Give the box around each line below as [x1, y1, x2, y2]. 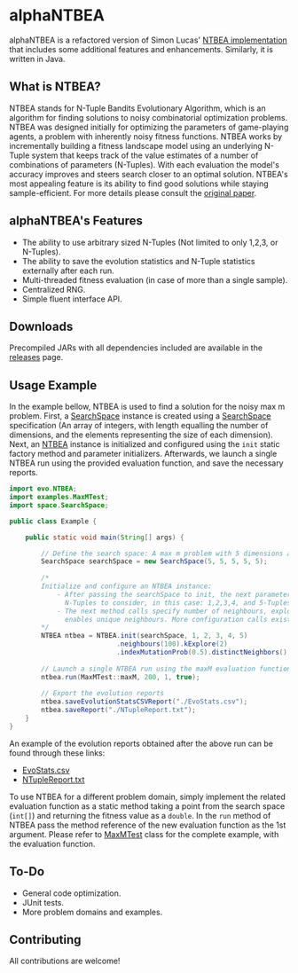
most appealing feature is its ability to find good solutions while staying [9, 178, 269, 189]
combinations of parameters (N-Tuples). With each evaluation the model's [9, 159, 279, 169]
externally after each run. [21, 265, 115, 276]
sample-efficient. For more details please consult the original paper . [9, 187, 257, 198]
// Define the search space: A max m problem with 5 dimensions [41, 549, 284, 558]
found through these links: [9, 747, 106, 758]
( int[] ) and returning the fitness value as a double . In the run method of [9, 810, 271, 820]
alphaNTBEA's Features [9, 214, 144, 229]
